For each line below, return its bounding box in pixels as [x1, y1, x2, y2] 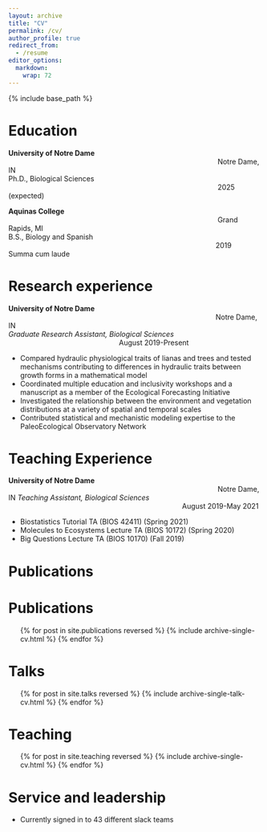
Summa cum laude [8, 249, 71, 258]
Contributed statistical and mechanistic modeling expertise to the [19, 412, 236, 422]
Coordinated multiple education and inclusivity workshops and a [19, 379, 233, 388]
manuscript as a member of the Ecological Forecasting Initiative [19, 387, 231, 397]
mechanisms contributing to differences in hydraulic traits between [19, 362, 242, 371]
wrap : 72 [22, 71, 52, 79]
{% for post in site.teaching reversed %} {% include [19, 752, 192, 761]
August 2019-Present [119, 338, 189, 347]
